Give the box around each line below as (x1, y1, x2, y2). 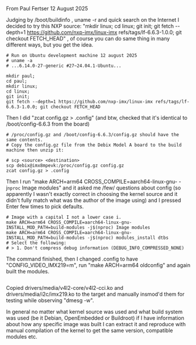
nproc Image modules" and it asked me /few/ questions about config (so (7, 184, 181, 191)
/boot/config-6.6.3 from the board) (6, 120, 90, 127)
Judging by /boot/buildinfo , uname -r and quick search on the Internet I (6, 16, 180, 23)
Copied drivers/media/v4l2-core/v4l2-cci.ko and (6, 285, 124, 291)
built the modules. (6, 268, 50, 275)
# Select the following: (6, 240, 67, 246)
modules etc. (6, 333, 38, 340)
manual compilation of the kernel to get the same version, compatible (6, 327, 173, 334)
